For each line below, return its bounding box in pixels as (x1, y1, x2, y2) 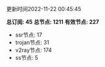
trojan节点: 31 (15, 39, 49, 46)
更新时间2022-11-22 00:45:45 (6, 5, 81, 12)
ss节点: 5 (15, 54, 38, 61)
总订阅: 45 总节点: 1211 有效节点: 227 (6, 18, 100, 26)
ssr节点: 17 (15, 31, 43, 38)
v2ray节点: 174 (15, 46, 52, 54)
